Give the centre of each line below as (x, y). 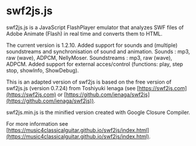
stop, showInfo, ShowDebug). (43, 70)
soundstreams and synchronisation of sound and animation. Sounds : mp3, (98, 51)
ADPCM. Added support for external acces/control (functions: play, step (95, 64)
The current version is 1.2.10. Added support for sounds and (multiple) (92, 45)
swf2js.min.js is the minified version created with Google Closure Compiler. (98, 112)
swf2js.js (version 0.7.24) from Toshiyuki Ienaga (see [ (73, 88)
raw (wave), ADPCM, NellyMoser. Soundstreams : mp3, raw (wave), (89, 58)
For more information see (37, 123)
